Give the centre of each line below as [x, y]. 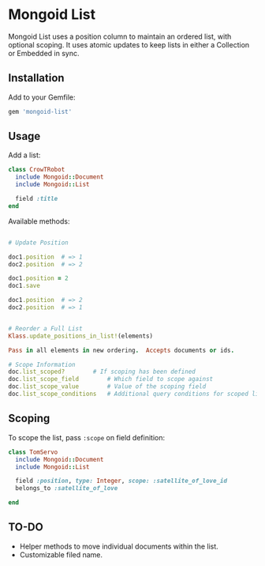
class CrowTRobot [37, 170]
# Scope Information [42, 364]
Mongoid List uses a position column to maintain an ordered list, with [120, 36]
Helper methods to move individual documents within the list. [119, 546]
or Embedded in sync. [44, 53]
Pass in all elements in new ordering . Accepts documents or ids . [121, 350]
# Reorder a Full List [45, 328]
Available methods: [39, 221]
